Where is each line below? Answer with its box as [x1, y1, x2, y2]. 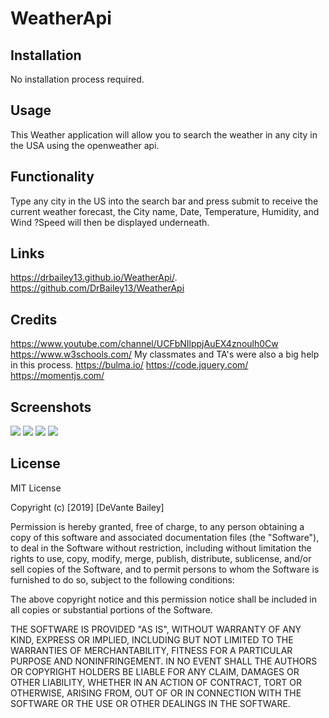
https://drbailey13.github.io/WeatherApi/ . [10, 272, 178, 284]
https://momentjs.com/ [10, 370, 105, 382]
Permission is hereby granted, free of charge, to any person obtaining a [10, 520, 305, 532]
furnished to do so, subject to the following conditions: [10, 573, 235, 586]
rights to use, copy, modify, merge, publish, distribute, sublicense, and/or [10, 552, 312, 564]
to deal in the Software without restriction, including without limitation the [10, 542, 312, 554]
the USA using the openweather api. [10, 139, 160, 151]
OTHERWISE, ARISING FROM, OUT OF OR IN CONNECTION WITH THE [10, 687, 302, 699]
